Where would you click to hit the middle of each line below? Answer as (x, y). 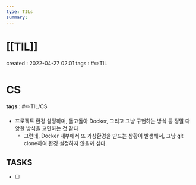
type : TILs (20, 12)
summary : (17, 17)
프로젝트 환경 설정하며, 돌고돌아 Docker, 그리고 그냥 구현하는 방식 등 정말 (99, 121)
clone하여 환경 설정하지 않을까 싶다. (65, 143)
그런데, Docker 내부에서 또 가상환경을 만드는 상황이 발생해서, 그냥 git (103, 136)
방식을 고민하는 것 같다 (52, 128)
